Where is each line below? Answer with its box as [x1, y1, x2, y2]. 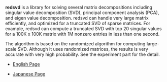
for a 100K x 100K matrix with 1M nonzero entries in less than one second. [5, 31, 160, 37]
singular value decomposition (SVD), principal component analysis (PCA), [5, 10, 159, 16]
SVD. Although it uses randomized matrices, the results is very [17, 46, 148, 52]
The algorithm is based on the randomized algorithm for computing [5, 41, 146, 47]
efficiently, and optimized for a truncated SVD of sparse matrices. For [5, 20, 151, 26]
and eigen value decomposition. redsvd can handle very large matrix [5, 15, 149, 21]
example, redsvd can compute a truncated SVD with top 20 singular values [5, 26, 162, 32]
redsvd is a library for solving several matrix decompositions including [5, 5, 153, 10]
